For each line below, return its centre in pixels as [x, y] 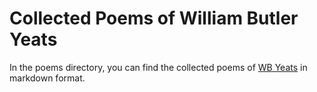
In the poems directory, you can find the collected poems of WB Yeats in [158, 67]
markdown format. [47, 78]
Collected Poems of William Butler [154, 18]
